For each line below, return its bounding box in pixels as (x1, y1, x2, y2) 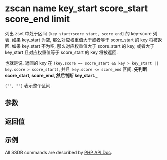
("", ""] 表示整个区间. (5, 82, 52, 88)
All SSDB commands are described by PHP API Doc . (5, 149, 112, 155)
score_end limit (5, 13, 70, 25)
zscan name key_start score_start (5, 3, 148, 14)
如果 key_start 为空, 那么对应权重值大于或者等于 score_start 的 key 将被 (11, 37, 158, 43)
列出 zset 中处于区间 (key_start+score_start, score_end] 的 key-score (5, 30, 152, 36)
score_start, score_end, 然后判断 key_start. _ (5, 72, 98, 78)
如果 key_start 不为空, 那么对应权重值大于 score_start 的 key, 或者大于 (11, 43, 155, 49)
